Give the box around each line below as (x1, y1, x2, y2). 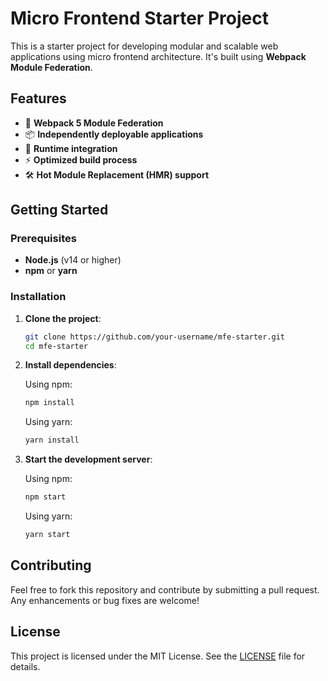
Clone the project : (24, 312, 102, 324)
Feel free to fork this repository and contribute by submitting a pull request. (10, 583, 320, 596)
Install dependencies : (24, 359, 117, 371)
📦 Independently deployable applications (24, 128, 204, 140)
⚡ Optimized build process (24, 153, 138, 166)
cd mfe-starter (24, 341, 89, 351)
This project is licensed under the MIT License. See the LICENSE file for (10, 650, 306, 662)
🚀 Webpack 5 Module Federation (24, 117, 164, 129)
